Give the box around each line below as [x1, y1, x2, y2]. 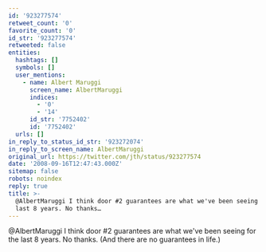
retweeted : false [8, 41, 66, 49]
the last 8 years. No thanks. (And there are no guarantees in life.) [8, 234, 221, 244]
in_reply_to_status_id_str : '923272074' [8, 137, 145, 146]
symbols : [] [15, 64, 56, 72]
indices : [29, 93, 59, 101]
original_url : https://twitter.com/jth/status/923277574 [8, 152, 201, 160]
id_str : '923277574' [8, 33, 77, 42]
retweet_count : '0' [8, 19, 73, 27]
